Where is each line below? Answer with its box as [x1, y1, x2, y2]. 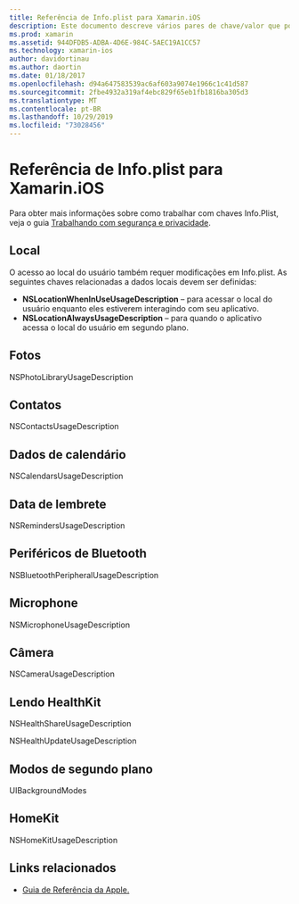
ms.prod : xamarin [9, 29, 74, 38]
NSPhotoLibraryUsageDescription [9, 371, 133, 382]
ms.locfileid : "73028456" [9, 121, 105, 130]
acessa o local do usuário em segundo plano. [21, 322, 190, 333]
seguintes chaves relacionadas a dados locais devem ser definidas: [9, 276, 257, 286]
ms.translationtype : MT [9, 95, 98, 105]
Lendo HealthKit [9, 694, 101, 709]
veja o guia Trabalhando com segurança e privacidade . [9, 217, 212, 228]
